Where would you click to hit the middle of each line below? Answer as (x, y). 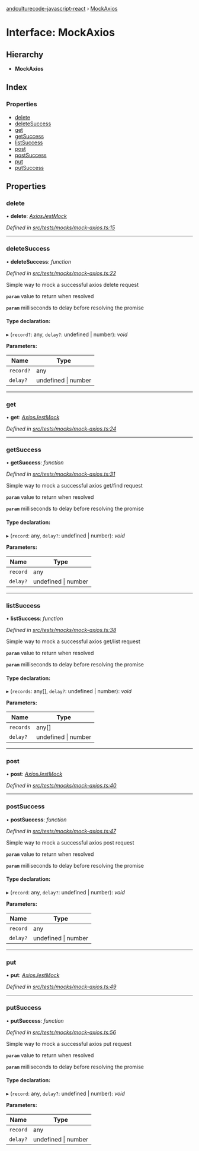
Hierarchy (25, 54)
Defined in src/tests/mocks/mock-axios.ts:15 (61, 227)
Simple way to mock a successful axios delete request (73, 284)
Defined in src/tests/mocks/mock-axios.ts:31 (61, 474)
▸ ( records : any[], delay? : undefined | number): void (69, 691)
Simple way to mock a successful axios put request (69, 1044)
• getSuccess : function (35, 463)
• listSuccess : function (35, 618)
